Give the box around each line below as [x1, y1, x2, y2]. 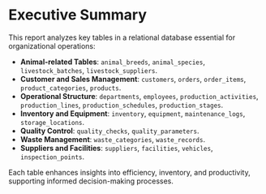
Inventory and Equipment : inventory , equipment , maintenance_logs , [19, 108, 246, 119]
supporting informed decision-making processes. [8, 176, 174, 186]
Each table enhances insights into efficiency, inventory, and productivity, [8, 167, 251, 177]
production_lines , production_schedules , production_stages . [19, 100, 224, 110]
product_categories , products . [19, 83, 122, 93]
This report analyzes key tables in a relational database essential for [8, 32, 236, 42]
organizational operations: [8, 41, 96, 50]
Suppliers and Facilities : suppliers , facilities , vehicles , [19, 143, 213, 153]
